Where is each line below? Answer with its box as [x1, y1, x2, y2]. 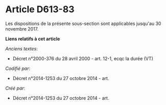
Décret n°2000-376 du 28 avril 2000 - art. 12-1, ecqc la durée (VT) [12, 55, 153, 62]
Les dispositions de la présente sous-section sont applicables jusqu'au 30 [5, 20, 161, 27]
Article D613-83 [5, 4, 75, 15]
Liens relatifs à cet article [5, 36, 60, 42]
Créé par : [5, 85, 26, 91]
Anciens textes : [5, 45, 38, 51]
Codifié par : [5, 65, 31, 71]
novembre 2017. [5, 25, 39, 32]
